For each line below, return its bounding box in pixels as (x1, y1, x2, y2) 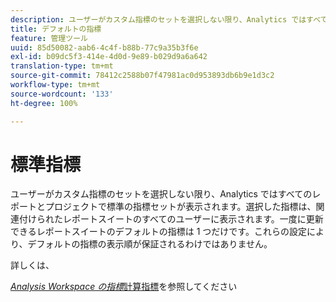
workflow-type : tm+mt (10, 80, 101, 90)
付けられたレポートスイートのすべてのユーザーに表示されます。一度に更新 (18, 213, 324, 225)
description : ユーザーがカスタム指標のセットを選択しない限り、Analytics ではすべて (10, 14, 328, 25)
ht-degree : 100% (10, 98, 78, 108)
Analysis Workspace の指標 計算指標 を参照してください (10, 281, 238, 293)
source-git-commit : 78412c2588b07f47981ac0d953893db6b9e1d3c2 (10, 71, 275, 81)
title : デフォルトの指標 (10, 24, 102, 34)
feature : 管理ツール (10, 33, 88, 43)
